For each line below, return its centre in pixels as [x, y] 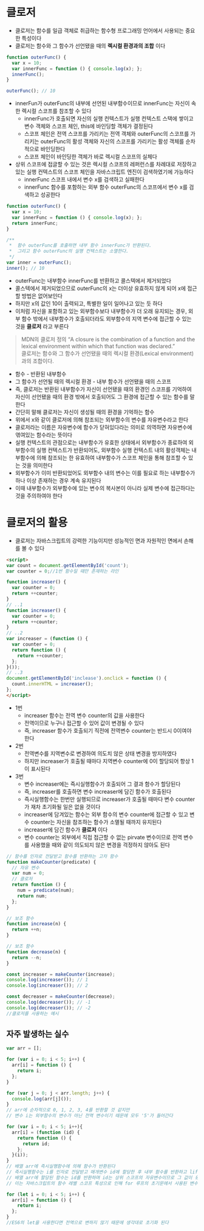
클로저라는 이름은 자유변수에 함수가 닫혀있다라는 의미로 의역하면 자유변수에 [104, 427]
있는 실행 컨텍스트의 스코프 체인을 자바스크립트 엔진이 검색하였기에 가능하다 [104, 172]
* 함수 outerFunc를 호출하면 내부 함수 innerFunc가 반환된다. [80, 245]
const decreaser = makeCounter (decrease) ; [61, 996]
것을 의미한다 [37, 465]
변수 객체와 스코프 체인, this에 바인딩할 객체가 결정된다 [89, 126]
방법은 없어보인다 [42, 295]
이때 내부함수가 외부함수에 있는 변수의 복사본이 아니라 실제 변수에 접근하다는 [105, 488]
